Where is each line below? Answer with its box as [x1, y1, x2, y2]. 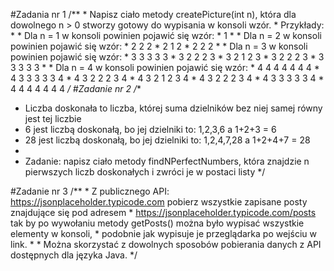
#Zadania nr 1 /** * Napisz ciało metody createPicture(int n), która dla [10, 9, 297, 20]
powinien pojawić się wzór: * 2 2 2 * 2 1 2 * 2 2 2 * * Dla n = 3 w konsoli [10, 40, 308, 52]
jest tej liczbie [24, 113, 82, 124]
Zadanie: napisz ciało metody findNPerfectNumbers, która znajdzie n [24, 155, 310, 167]
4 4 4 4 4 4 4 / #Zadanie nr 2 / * [10, 83, 142, 94]
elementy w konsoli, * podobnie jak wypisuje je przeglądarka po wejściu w [10, 228, 317, 239]
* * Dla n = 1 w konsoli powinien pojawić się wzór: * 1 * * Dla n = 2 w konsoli [10, 30, 322, 41]
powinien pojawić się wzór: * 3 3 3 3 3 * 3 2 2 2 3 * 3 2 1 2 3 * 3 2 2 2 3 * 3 [10, 51, 325, 63]
